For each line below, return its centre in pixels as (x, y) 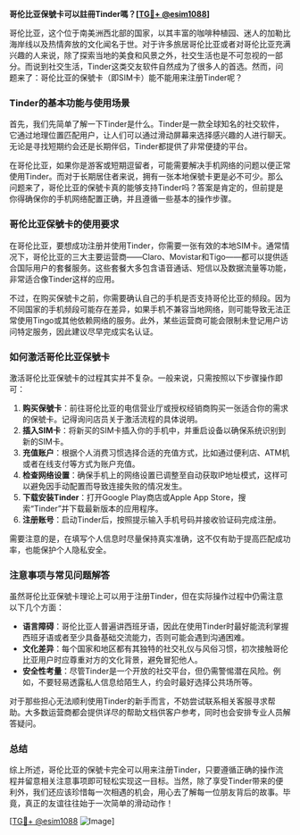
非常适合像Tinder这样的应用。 (64, 279)
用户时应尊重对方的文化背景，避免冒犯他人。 (120, 660)
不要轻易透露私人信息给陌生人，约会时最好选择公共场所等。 (147, 682)
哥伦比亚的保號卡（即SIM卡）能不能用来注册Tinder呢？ (142, 78)
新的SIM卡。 (45, 441)
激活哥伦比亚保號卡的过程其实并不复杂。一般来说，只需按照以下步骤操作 (142, 378)
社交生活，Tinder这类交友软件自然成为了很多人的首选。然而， (162, 67)
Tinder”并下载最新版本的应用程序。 (98, 508)
